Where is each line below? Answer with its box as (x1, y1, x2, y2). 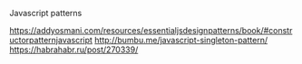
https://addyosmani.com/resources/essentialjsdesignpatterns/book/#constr (9, 25, 293, 35)
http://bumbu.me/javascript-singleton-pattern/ (94, 35, 268, 45)
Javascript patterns (9, 8, 83, 18)
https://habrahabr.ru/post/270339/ (9, 44, 139, 55)
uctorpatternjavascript (9, 35, 93, 45)
